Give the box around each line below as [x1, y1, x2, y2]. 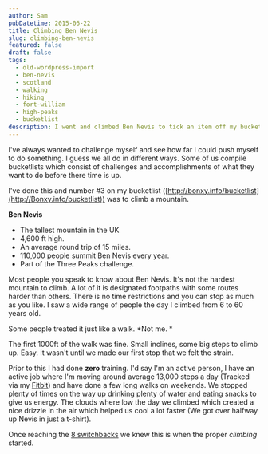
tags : [8, 57, 26, 65]
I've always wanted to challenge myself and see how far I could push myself [8, 144, 259, 154]
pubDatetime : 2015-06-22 [8, 19, 91, 27]
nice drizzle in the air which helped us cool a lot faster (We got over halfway [8, 405, 258, 415]
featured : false [8, 41, 62, 49]
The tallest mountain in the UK [19, 225, 120, 235]
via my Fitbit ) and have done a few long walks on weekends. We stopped [8, 380, 248, 389]
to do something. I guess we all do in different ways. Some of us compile [8, 153, 247, 163]
